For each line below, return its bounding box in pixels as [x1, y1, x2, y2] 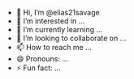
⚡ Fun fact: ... [15, 63, 61, 73]
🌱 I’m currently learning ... [15, 25, 103, 34]
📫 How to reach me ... [15, 43, 92, 52]
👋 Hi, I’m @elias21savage [15, 8, 100, 17]
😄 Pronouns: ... [15, 54, 69, 64]
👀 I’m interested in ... [15, 16, 85, 26]
